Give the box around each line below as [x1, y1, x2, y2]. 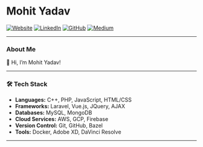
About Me [6, 45, 36, 53]
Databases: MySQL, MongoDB [14, 109, 92, 116]
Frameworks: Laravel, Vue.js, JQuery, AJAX [14, 102, 126, 109]
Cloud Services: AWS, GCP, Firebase [14, 115, 109, 122]
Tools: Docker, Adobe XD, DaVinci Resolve [14, 128, 122, 136]
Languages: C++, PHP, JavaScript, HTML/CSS [14, 96, 132, 103]
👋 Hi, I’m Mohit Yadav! [6, 59, 61, 66]
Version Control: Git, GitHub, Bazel [14, 122, 103, 129]
